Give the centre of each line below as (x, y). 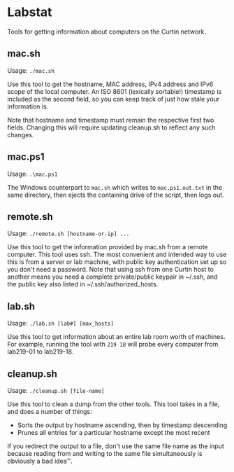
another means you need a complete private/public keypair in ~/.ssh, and (112, 277)
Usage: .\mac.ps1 (32, 174)
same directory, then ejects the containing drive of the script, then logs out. (116, 195)
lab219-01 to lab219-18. (41, 352)
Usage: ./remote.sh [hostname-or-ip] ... (68, 234)
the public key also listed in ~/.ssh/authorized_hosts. (83, 284)
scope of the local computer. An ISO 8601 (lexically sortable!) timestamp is (115, 91)
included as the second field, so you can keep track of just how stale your (114, 99)
